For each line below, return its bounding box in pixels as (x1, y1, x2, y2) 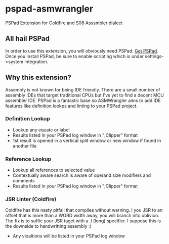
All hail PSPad (5, 34, 50, 43)
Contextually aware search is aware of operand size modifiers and (12, 172, 151, 178)
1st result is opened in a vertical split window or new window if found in (12, 137, 161, 143)
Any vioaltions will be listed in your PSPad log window (12, 233, 125, 239)
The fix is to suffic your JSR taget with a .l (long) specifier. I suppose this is (5, 218, 161, 224)
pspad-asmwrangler (5, 3, 94, 15)
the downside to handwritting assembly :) (5, 223, 92, 229)
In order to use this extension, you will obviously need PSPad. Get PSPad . (5, 47, 158, 54)
